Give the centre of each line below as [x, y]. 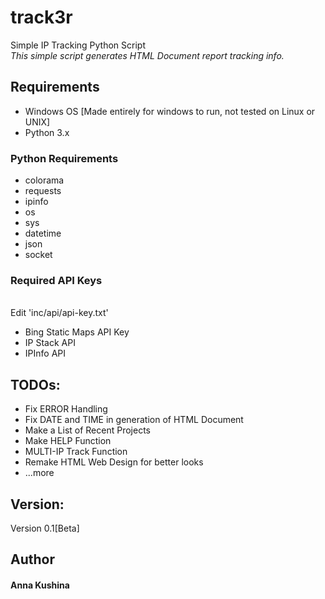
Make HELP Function [68, 441]
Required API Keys [56, 280]
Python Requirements [64, 158]
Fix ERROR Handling [66, 409]
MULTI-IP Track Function [76, 452]
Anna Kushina [40, 585]
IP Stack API [50, 343]
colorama [44, 180]
